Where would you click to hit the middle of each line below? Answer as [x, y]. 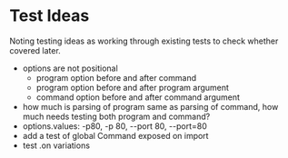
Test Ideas [50, 16]
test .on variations [56, 145]
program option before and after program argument [133, 87]
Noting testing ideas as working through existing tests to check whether [144, 41]
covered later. [35, 50]
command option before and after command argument [138, 97]
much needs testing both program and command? [116, 116]
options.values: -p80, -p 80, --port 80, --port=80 [114, 126]
